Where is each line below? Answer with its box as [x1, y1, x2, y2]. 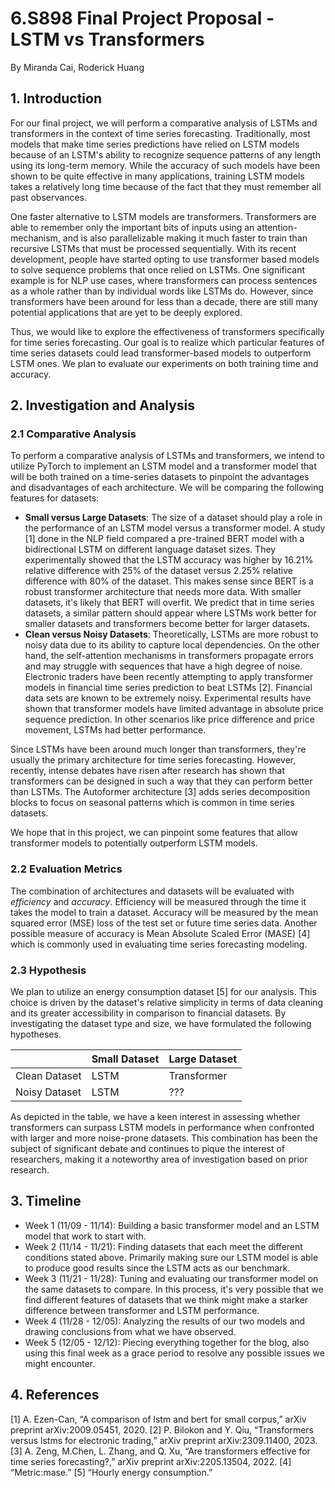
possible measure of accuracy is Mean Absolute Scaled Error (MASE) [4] [10, 927, 311, 939]
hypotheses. [10, 1028, 62, 1041]
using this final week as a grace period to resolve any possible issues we [24, 1347, 325, 1359]
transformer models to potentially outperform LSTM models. [10, 837, 258, 849]
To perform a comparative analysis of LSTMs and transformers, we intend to [10, 450, 325, 462]
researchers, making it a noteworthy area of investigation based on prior [10, 1153, 308, 1166]
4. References [10, 1387, 100, 1404]
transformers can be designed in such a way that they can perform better [10, 775, 313, 787]
